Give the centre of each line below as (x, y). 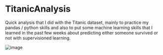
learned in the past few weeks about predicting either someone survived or (81, 33)
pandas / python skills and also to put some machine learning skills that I (79, 27)
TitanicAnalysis (38, 9)
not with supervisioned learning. (38, 38)
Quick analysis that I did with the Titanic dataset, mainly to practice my (77, 22)
